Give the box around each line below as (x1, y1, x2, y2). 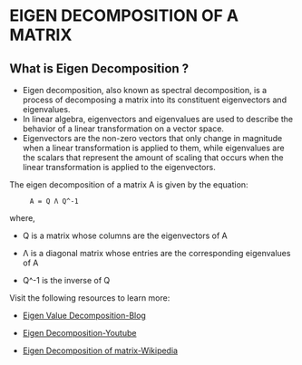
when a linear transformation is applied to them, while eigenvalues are (22, 142, 285, 153)
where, (9, 213, 36, 223)
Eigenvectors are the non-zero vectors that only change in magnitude (22, 133, 283, 143)
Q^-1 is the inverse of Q (22, 275, 111, 285)
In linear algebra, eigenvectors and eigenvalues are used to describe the (22, 114, 293, 124)
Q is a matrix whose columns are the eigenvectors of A (22, 230, 229, 241)
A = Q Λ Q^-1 (29, 197, 79, 206)
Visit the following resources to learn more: (9, 293, 170, 303)
